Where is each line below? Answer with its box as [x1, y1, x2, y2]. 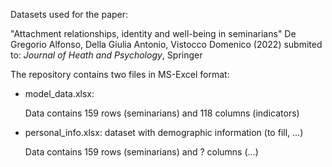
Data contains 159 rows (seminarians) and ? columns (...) [24, 146, 259, 158]
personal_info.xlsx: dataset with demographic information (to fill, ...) [24, 127, 304, 138]
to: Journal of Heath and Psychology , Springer [10, 49, 203, 61]
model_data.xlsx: [24, 88, 95, 99]
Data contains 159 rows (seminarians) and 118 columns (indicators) [24, 107, 300, 119]
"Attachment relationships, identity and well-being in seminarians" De [10, 28, 297, 39]
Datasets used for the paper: [10, 9, 129, 20]
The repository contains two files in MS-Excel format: [10, 69, 230, 80]
